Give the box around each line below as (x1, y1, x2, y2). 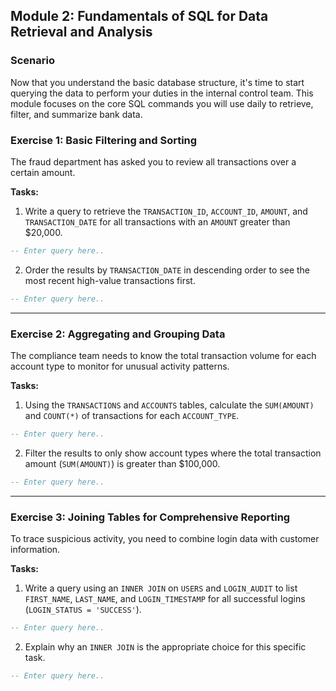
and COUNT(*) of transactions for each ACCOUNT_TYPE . (24, 410, 240, 422)
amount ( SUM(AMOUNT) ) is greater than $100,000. (24, 457, 221, 469)
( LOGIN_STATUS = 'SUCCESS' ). (24, 604, 142, 616)
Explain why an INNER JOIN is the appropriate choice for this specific (24, 640, 307, 653)
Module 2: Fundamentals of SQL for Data (10, 8, 269, 25)
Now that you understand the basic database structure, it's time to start (10, 76, 305, 88)
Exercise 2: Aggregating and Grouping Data (10, 327, 226, 341)
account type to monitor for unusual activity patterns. (10, 360, 230, 373)
